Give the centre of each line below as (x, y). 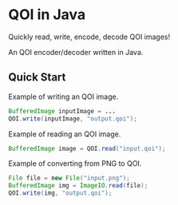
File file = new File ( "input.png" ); (69, 178)
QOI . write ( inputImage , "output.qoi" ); (73, 118)
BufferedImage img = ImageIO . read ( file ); (78, 186)
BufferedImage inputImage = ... (62, 111)
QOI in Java (47, 15)
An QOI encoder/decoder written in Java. (76, 52)
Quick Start (37, 77)
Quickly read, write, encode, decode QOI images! (89, 37)
